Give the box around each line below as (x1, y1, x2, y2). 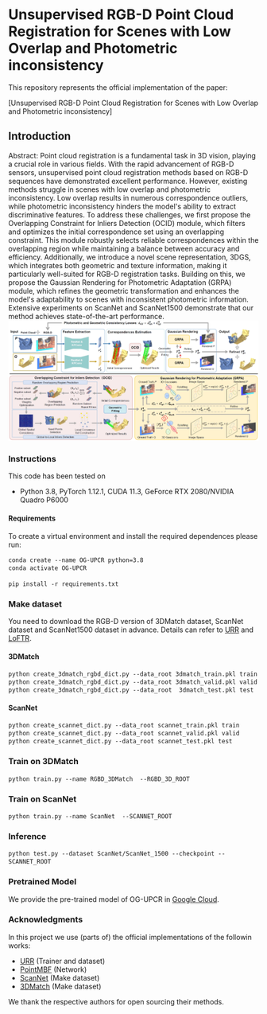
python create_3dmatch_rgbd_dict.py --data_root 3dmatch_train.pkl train (8, 670, 258, 678)
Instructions (8, 454, 57, 465)
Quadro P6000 (19, 495, 69, 505)
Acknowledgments (8, 914, 83, 925)
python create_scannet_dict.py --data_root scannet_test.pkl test (8, 738, 233, 746)
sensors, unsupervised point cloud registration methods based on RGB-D (8, 167, 249, 177)
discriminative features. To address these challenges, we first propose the (8, 209, 251, 220)
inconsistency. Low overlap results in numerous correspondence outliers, (8, 193, 249, 202)
